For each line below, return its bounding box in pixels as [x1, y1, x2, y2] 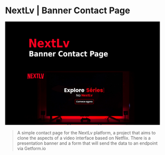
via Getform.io [17, 145, 46, 151]
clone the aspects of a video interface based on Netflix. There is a [17, 135, 151, 141]
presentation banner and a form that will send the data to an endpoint [17, 140, 158, 146]
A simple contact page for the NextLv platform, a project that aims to [17, 129, 156, 135]
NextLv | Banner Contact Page [5, 5, 130, 16]
